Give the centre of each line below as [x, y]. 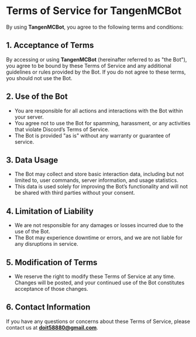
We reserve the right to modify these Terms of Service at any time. [95, 276]
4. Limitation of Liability [50, 211]
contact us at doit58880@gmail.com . [52, 327]
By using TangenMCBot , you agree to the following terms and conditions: [95, 27]
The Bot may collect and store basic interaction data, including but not [99, 174]
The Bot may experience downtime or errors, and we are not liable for [98, 238]
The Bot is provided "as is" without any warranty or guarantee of [92, 135]
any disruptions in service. [47, 244]
